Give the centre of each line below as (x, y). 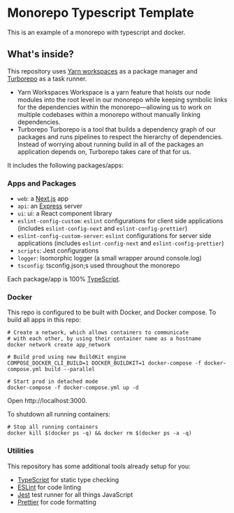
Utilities (21, 451)
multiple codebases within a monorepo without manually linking (109, 114)
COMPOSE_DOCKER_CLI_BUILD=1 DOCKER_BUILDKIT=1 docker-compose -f (104, 363)
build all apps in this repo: (44, 320)
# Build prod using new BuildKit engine (67, 357)
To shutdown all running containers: (59, 414)
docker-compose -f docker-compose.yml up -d (73, 388)
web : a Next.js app (43, 199)
